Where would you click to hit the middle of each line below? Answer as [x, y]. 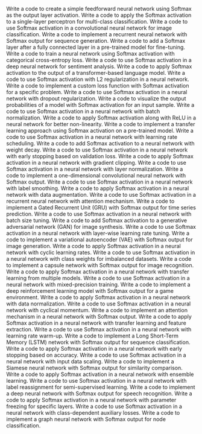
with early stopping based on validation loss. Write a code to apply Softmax [100, 156]
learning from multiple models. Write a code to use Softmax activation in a [98, 278]
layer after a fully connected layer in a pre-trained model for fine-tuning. [96, 47]
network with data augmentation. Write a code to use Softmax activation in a [101, 195]
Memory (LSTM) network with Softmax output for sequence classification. [98, 342]
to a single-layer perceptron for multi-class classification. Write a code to [97, 21]
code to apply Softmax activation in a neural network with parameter [91, 400]
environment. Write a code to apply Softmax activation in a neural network [98, 297]
